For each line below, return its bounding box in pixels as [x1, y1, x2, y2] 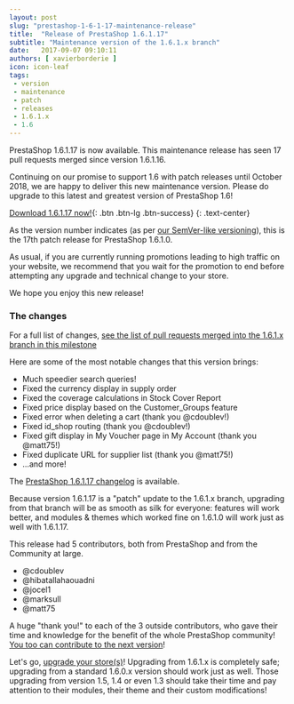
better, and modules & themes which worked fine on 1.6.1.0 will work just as [9, 512, 284, 523]
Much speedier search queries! [21, 374, 137, 385]
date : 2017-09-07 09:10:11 [9, 46, 117, 55]
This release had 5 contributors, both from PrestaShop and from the [9, 539, 258, 549]
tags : [9, 71, 29, 80]
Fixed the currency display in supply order [21, 383, 178, 394]
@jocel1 [21, 584, 52, 596]
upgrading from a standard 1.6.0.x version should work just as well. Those [9, 666, 279, 676]
